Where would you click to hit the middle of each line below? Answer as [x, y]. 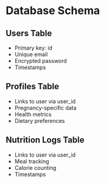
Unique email [31, 54]
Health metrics [33, 114]
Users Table [29, 33]
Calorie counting [35, 167]
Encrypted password [41, 61]
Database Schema [53, 11]
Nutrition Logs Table [45, 140]
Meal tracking [32, 161]
